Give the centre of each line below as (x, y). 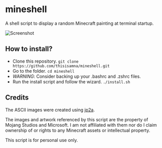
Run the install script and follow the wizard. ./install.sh (71, 81)
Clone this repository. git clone (46, 61)
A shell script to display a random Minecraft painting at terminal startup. (79, 23)
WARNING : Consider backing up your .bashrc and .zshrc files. (76, 76)
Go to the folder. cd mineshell (43, 71)
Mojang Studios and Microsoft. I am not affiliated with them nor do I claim (81, 125)
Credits (17, 98)
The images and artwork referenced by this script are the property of (77, 119)
